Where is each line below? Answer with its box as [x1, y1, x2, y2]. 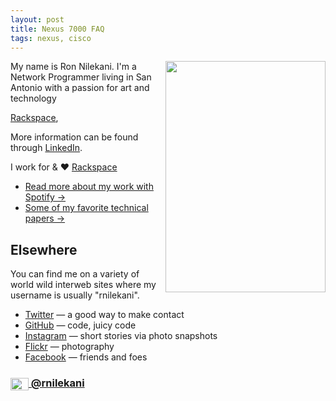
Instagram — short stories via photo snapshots [24, 330, 218, 342]
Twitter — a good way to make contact [24, 309, 185, 321]
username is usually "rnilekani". [10, 289, 140, 301]
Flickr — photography [24, 341, 115, 353]
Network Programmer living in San [10, 71, 152, 83]
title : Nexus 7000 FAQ [10, 24, 105, 34]
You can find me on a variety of [10, 268, 140, 280]
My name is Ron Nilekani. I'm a [10, 61, 137, 73]
